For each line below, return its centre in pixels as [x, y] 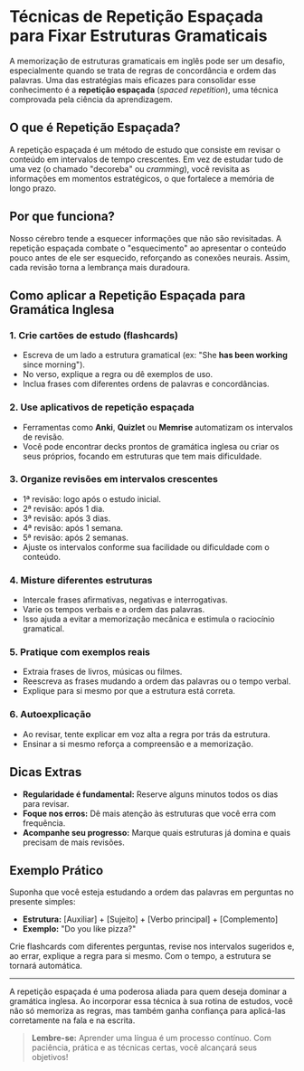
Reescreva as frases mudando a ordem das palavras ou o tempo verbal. [157, 681]
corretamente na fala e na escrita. [72, 1020]
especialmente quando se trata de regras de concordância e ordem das [143, 71]
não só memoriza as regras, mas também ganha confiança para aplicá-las [148, 1011]
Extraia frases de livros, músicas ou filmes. [102, 672]
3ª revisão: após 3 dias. [66, 518]
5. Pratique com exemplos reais [80, 652]
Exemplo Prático [57, 870]
